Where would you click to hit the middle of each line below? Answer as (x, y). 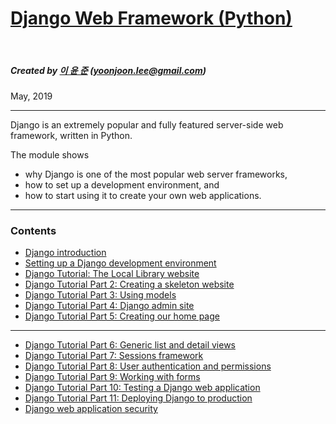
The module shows (50, 154)
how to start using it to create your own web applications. (143, 195)
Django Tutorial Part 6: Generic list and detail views (130, 345)
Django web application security (91, 409)
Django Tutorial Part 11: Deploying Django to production (138, 398)
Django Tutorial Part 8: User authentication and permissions (148, 366)
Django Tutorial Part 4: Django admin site (109, 306)
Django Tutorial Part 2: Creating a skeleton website (129, 284)
